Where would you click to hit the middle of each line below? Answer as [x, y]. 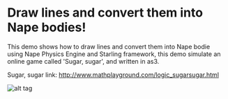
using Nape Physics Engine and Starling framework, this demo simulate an [114, 54]
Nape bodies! [47, 27]
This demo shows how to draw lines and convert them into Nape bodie [109, 46]
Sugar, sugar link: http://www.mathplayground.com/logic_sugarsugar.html [113, 75]
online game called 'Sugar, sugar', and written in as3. [83, 61]
